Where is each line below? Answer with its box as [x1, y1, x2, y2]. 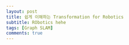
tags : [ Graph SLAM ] [6, 25, 53, 31]
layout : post [6, 8, 38, 15]
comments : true [6, 30, 43, 36]
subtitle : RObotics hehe [6, 19, 66, 25]
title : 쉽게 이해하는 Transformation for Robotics [6, 14, 124, 20]
